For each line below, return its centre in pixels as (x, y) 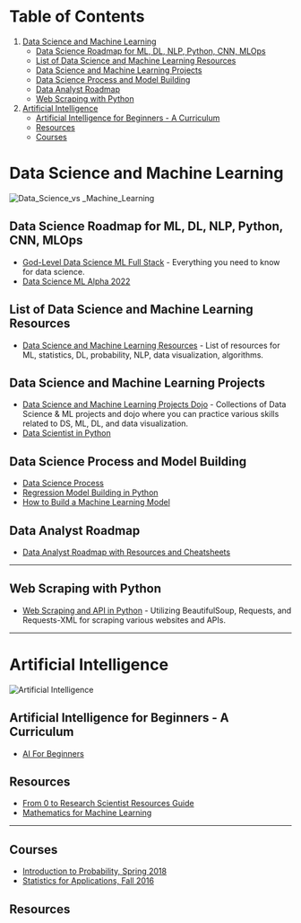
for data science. (53, 271)
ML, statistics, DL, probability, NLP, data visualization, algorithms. (143, 355)
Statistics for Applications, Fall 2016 (88, 881)
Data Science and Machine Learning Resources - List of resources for (151, 345)
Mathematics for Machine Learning (87, 813)
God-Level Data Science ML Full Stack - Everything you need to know (151, 262)
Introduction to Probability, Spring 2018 (95, 871)
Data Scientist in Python (67, 433)
